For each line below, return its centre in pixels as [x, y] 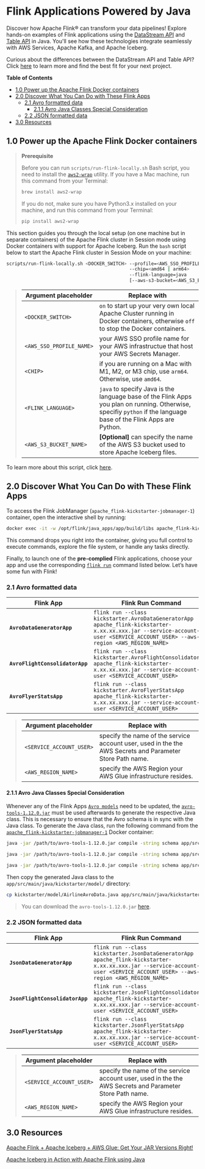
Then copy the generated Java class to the [60, 877]
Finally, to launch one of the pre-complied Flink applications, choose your [99, 558]
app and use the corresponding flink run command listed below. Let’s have [102, 565]
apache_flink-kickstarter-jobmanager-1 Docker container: [80, 832]
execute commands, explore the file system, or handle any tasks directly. [98, 546]
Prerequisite [37, 156]
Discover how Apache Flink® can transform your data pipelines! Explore [97, 28]
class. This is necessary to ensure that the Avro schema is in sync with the [100, 819]
